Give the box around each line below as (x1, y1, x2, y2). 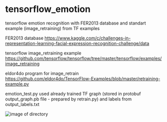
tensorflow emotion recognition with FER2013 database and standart (5, 20, 146, 26)
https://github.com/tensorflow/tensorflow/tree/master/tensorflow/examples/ (5, 55, 162, 61)
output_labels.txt (5, 101, 40, 107)
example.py (5, 81, 29, 87)
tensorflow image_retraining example (5, 50, 81, 56)
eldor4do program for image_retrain (5, 70, 79, 76)
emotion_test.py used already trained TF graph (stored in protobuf (5, 90, 141, 96)
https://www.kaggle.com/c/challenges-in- (44, 35, 131, 41)
